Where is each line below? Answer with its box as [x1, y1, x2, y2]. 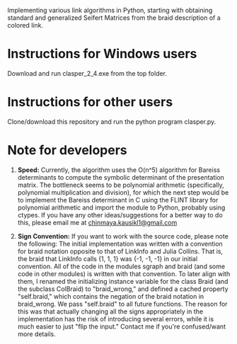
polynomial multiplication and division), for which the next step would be [17, 188, 229, 197]
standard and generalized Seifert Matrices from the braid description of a [7, 13, 221, 22]
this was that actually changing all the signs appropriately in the [17, 307, 204, 316]
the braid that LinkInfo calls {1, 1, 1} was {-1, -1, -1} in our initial [17, 254, 198, 263]
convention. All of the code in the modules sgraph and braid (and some [17, 262, 225, 270]
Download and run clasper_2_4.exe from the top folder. [7, 69, 168, 77]
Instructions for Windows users [7, 46, 197, 62]
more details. [17, 329, 57, 338]
